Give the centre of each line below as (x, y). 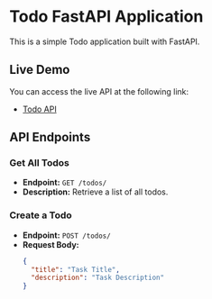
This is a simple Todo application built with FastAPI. (105, 41)
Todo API (39, 109)
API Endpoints (50, 137)
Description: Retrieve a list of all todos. (95, 192)
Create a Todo (41, 215)
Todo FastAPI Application (106, 17)
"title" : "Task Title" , (75, 269)
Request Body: (51, 244)
